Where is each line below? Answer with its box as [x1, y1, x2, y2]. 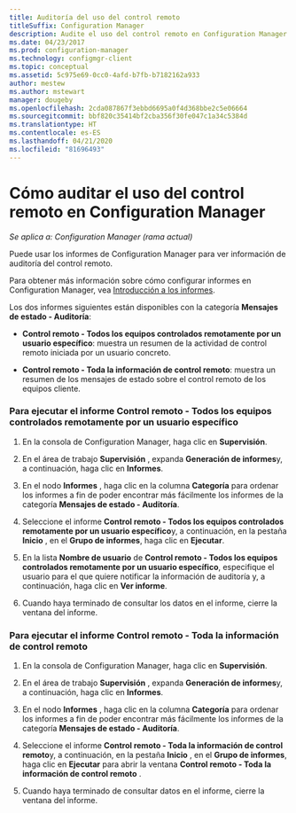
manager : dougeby [9, 95, 74, 105]
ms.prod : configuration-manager [9, 46, 129, 55]
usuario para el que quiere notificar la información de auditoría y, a [21, 571, 266, 582]
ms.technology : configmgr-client [9, 54, 133, 63]
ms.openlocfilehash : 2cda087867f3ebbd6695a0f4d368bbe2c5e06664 [9, 104, 248, 113]
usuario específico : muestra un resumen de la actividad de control [21, 338, 268, 348]
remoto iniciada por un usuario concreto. [21, 347, 171, 357]
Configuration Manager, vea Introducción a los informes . [9, 285, 215, 295]
